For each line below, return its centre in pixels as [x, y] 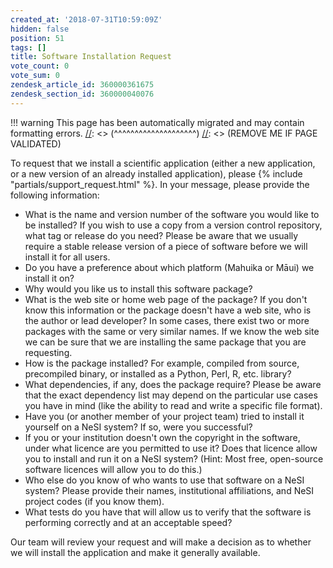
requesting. [48, 352]
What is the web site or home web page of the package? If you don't [166, 299]
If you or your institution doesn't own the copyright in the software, [162, 437]
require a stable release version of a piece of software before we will [166, 246]
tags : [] [28, 47]
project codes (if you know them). [94, 501]
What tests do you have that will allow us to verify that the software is [168, 512]
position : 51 [37, 38]
